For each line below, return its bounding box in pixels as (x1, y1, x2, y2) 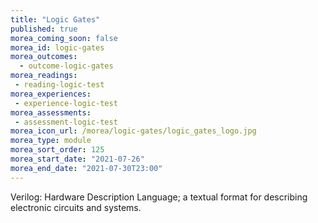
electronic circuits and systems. (10, 201, 142, 213)
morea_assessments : (10, 107, 92, 118)
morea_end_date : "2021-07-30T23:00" (10, 163, 163, 173)
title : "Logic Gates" (10, 14, 101, 25)
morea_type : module (10, 136, 92, 146)
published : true (10, 24, 78, 34)
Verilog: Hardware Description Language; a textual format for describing (10, 191, 308, 203)
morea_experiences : (10, 89, 92, 99)
